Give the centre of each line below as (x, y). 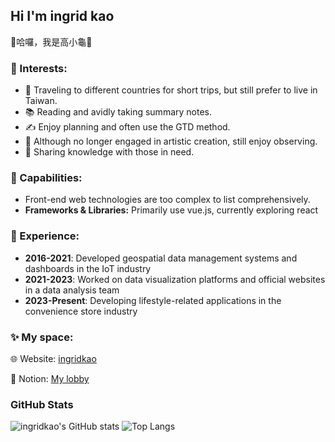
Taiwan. (41, 101)
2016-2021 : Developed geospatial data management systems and (161, 258)
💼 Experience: (45, 236)
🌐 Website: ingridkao (53, 358)
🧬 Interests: (39, 68)
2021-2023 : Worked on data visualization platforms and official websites (175, 279)
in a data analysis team (72, 290)
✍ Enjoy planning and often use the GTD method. (127, 127)
